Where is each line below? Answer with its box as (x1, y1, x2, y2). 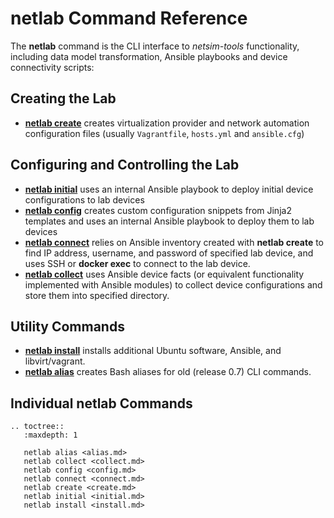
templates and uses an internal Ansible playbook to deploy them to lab (24, 215, 315, 227)
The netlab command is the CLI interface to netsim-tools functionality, (10, 40, 300, 52)
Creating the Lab (10, 90, 117, 107)
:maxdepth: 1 (23, 430, 78, 441)
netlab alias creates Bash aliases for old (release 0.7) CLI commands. (24, 366, 312, 378)
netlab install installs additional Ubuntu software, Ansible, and (24, 345, 282, 357)
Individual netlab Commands (10, 395, 193, 412)
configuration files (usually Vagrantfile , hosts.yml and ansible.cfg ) (24, 127, 305, 139)
